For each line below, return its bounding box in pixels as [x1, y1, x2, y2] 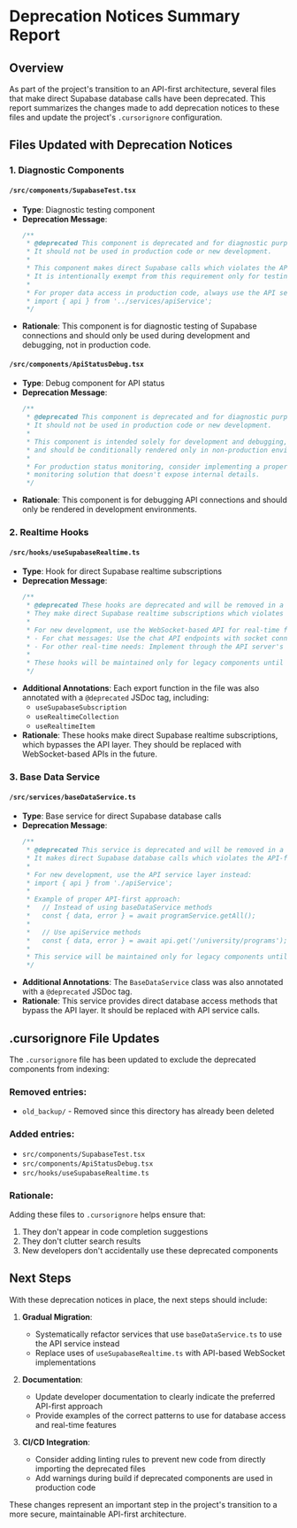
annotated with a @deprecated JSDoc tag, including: [21, 693, 209, 703]
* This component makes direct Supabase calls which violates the [26, 264, 276, 273]
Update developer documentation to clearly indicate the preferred [34, 1391, 276, 1401]
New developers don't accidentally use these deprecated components [21, 1245, 278, 1255]
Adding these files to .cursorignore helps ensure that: [9, 1209, 206, 1220]
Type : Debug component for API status [21, 378, 165, 389]
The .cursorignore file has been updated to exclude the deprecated [9, 1054, 256, 1065]
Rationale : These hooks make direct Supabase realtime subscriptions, [21, 730, 278, 741]
